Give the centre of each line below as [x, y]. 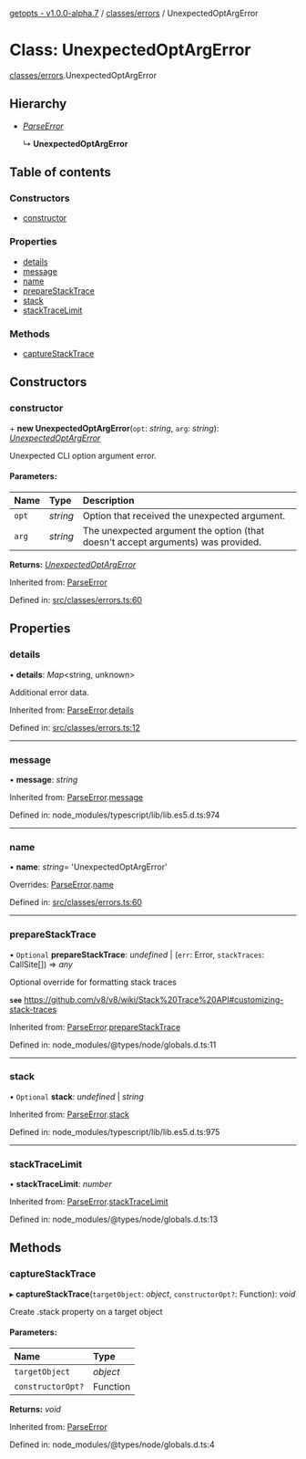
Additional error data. [49, 692]
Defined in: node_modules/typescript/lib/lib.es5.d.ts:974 [115, 815]
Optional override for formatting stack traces [93, 982]
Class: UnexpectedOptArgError [131, 50]
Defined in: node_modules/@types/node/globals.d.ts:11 [113, 1045]
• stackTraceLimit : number [61, 1184]
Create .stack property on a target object [86, 1311]
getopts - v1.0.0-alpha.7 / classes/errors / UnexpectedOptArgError [134, 13]
